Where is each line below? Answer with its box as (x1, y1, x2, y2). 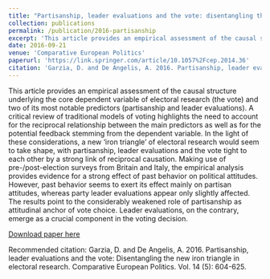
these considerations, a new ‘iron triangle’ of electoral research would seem (8, 137, 260, 147)
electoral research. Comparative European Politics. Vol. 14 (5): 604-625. (8, 261, 247, 271)
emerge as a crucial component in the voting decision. (8, 213, 189, 223)
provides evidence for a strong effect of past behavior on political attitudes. (8, 171, 259, 180)
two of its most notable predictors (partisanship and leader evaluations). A (8, 103, 255, 112)
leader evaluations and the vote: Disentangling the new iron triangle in (8, 253, 239, 263)
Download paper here (8, 229, 80, 239)
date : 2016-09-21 (8, 42, 67, 50)
